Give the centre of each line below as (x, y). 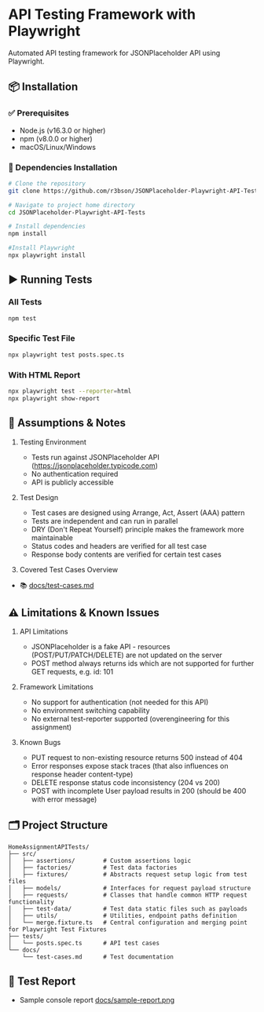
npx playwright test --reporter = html (70, 391)
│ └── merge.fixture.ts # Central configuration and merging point (128, 923)
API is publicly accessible (72, 482)
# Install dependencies (47, 227)
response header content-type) (82, 774)
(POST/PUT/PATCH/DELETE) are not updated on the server (126, 655)
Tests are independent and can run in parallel (104, 521)
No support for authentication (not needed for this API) (120, 702)
